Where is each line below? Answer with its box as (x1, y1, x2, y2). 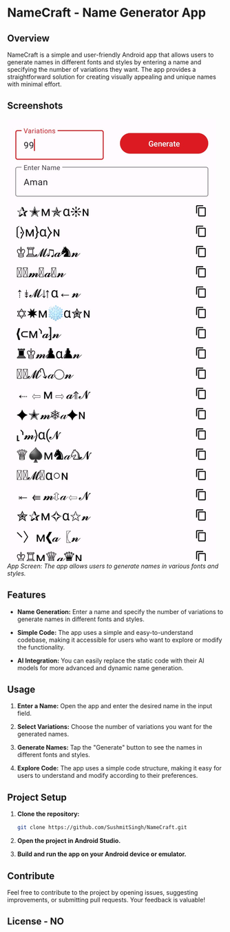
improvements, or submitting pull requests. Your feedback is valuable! (7, 895, 205, 904)
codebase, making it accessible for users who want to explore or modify (17, 636, 222, 644)
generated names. (17, 730, 70, 739)
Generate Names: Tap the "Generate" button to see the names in (17, 743, 202, 752)
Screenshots (7, 100, 63, 112)
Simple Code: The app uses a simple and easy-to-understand (17, 628, 194, 636)
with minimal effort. (7, 80, 62, 88)
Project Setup (7, 791, 67, 803)
